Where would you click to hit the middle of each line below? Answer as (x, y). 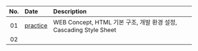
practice (36, 25)
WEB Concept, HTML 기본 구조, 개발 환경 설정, (115, 22)
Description (70, 11)
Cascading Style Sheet (85, 30)
